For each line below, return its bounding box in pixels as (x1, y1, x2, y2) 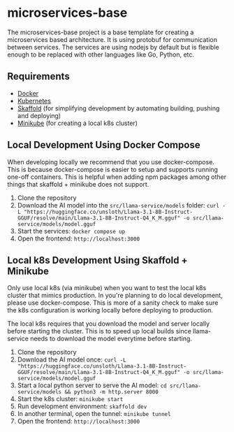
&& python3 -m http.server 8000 (64, 389, 159, 396)
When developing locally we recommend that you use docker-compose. (7, 157, 215, 166)
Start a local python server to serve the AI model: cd (17, 381, 167, 389)
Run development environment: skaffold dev (17, 402, 147, 410)
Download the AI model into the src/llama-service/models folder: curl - (17, 201, 226, 209)
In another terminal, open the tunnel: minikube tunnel (17, 410, 171, 418)
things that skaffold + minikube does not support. (7, 180, 149, 188)
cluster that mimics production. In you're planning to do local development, (7, 291, 224, 300)
